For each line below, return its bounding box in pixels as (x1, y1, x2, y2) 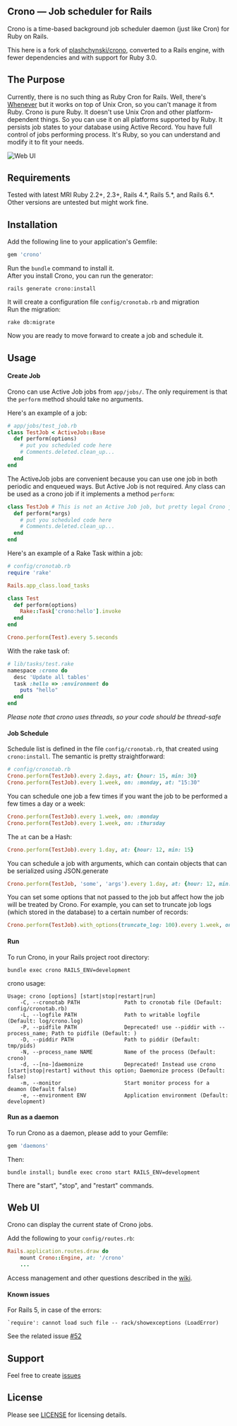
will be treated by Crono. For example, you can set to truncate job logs (7, 901, 212, 909)
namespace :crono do (7, 667, 68, 674)
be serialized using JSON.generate (7, 867, 109, 875)
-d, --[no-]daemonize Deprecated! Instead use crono (20, 1061, 217, 1068)
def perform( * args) (13, 510, 71, 517)
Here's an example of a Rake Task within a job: (7, 549, 143, 558)
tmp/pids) (7, 1042, 37, 1049)
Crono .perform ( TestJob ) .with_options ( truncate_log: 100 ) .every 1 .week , (7, 922, 222, 929)
